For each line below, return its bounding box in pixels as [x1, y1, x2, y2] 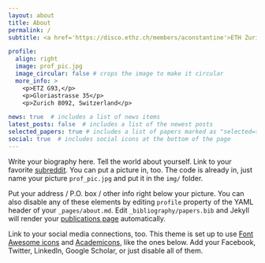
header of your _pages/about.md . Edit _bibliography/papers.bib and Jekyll [8, 206, 250, 215]
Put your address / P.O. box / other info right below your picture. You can [8, 188, 244, 198]
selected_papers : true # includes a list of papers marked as [8, 128, 217, 136]
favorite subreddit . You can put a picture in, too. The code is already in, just [8, 165, 253, 174]
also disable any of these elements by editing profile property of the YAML [8, 197, 254, 206]
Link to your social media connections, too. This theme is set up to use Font [8, 229, 254, 239]
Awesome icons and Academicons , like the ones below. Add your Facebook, [8, 237, 256, 246]
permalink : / [8, 26, 51, 34]
